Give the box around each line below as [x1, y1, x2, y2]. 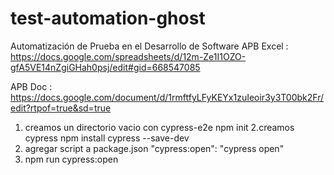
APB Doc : [10, 80, 53, 92]
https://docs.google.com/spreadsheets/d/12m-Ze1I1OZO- [10, 50, 247, 62]
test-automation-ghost [10, 7, 206, 30]
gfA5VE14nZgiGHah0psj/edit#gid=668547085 [10, 61, 201, 73]
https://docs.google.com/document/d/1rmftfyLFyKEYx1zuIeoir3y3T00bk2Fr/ [10, 91, 325, 103]
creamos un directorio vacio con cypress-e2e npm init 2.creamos [24, 121, 295, 133]
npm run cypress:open [24, 153, 119, 165]
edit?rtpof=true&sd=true [10, 102, 112, 114]
